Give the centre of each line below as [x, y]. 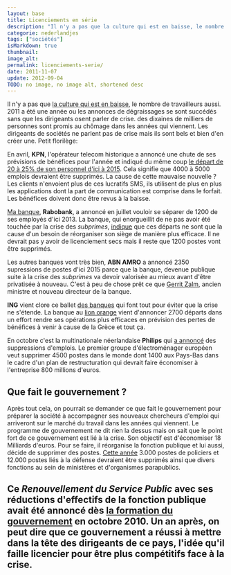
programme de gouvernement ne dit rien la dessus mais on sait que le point [115, 431]
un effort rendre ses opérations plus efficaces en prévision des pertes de [111, 320]
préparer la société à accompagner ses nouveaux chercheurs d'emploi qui [113, 416]
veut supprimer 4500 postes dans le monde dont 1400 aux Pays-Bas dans [113, 355]
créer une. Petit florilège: [43, 141]
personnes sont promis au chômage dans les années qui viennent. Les [108, 126]
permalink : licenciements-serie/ [55, 65]
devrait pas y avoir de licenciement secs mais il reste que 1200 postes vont [114, 241]
